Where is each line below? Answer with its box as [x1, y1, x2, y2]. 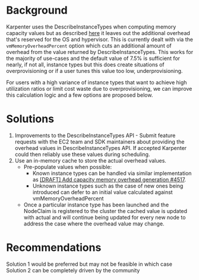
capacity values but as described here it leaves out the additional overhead [6, 29, 190, 36]
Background [6, 4, 68, 17]
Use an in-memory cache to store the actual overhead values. [14, 157, 166, 164]
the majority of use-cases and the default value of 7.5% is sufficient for [6, 55, 180, 62]
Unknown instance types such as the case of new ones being [32, 182, 184, 189]
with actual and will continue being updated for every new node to [23, 214, 186, 221]
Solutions [6, 112, 55, 126]
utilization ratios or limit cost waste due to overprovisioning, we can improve [6, 85, 192, 92]
